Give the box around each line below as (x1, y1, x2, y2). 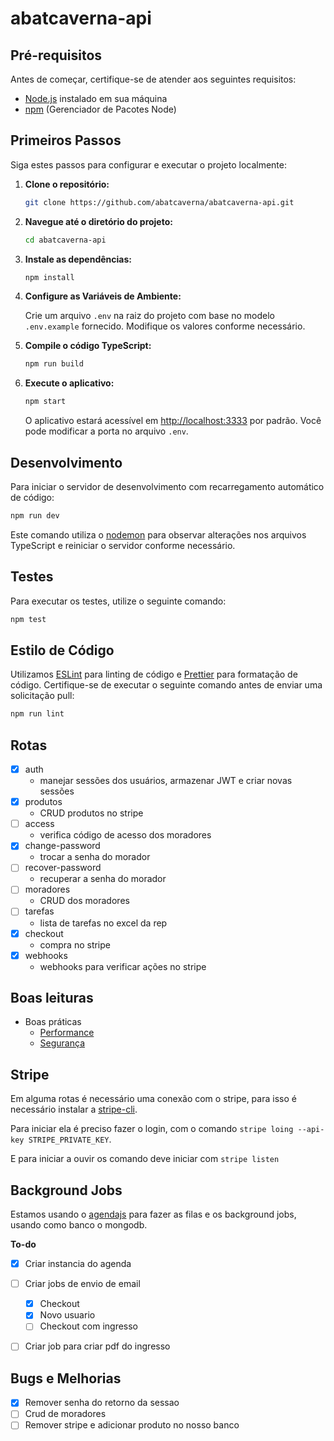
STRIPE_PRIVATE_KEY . (28, 1133, 112, 1146)
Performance (39, 1027, 95, 1039)
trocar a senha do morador (39, 851, 151, 863)
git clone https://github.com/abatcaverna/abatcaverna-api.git (24, 197, 295, 207)
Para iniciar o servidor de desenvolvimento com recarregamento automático (10, 481, 325, 492)
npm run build (24, 359, 84, 369)
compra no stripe (39, 938, 111, 951)
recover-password (24, 862, 102, 874)
